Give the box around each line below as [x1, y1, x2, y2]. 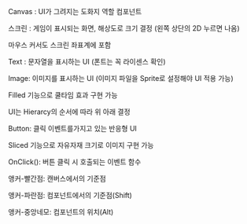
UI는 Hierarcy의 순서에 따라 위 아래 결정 [8, 107, 131, 116]
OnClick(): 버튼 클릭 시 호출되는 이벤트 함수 [8, 157, 142, 167]
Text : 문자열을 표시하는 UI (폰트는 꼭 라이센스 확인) [8, 57, 167, 66]
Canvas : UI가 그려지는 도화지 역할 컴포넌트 [8, 7, 142, 16]
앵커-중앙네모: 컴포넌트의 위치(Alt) [8, 207, 114, 216]
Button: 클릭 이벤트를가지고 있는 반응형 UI [8, 124, 138, 133]
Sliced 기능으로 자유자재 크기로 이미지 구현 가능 [8, 141, 154, 149]
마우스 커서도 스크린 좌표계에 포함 [8, 40, 112, 50]
